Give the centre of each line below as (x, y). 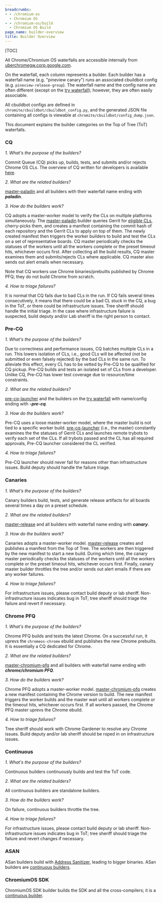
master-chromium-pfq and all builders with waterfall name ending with (75, 665)
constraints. (17, 380)
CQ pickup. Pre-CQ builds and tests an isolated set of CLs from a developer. (81, 369)
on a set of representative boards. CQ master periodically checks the (74, 241)
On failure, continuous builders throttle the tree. (52, 810)
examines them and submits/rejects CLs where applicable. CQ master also (79, 257)
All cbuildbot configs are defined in (40, 105)
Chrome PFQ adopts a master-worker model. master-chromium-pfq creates (81, 689)
